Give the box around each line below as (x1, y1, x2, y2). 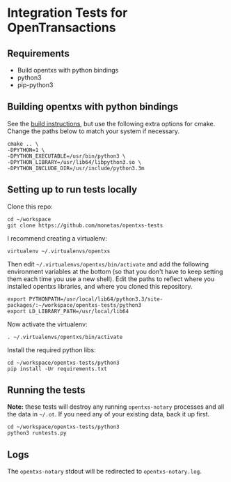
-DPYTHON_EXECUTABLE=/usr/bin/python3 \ (7, 152, 127, 160)
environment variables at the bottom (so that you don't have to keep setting (7, 267, 223, 276)
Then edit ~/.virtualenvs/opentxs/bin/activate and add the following (7, 259, 209, 268)
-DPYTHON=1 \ (7, 146, 45, 153)
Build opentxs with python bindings (17, 66, 119, 74)
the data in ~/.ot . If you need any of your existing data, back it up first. (7, 410, 210, 419)
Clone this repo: (7, 202, 54, 211)
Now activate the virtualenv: (7, 319, 88, 329)
